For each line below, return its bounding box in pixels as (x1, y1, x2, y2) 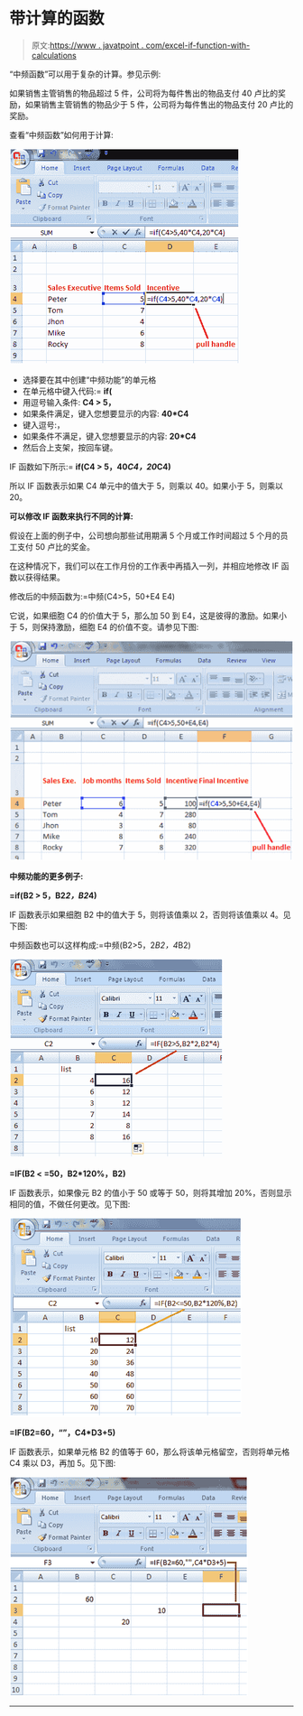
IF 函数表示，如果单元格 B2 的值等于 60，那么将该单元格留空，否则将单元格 (9, 1446, 290, 1458)
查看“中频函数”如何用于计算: (9, 129, 115, 140)
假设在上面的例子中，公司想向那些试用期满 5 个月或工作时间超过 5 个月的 (9, 530, 281, 541)
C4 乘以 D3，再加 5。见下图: (9, 1458, 116, 1469)
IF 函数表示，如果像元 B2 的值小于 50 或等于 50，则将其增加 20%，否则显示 (9, 1188, 292, 1199)
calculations (31, 50, 77, 60)
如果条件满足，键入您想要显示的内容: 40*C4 (22, 408, 189, 419)
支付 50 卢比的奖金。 (16, 541, 96, 552)
